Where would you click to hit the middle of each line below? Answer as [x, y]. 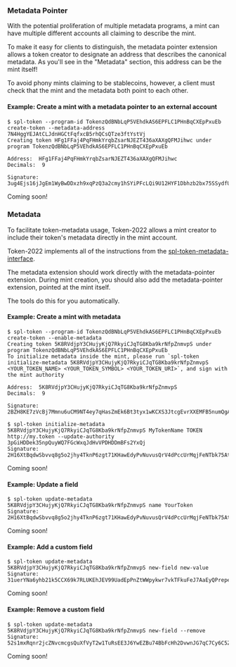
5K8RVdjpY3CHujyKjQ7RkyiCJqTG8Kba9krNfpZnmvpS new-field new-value [108, 568]
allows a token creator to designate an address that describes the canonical [117, 54]
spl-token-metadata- [198, 251]
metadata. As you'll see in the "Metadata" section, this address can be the [115, 62]
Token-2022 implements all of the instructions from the [87, 251]
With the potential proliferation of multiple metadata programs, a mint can [113, 26]
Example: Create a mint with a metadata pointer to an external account [112, 106]
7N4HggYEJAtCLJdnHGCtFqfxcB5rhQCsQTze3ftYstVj [77, 134]
